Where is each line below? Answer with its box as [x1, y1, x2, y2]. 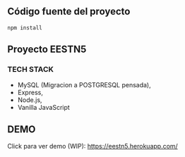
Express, [17, 88, 44, 96]
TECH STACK [7, 65, 54, 75]
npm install [7, 24, 42, 31]
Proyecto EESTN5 [7, 44, 87, 56]
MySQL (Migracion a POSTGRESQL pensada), [17, 80, 151, 89]
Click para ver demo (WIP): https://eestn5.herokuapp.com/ [7, 142, 178, 151]
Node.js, [17, 95, 42, 104]
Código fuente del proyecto [7, 6, 131, 18]
